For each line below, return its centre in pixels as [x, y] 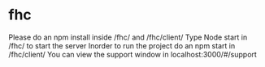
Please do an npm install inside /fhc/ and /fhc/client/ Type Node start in [128, 37]
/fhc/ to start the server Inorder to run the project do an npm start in [122, 45]
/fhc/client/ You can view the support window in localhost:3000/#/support [133, 54]
